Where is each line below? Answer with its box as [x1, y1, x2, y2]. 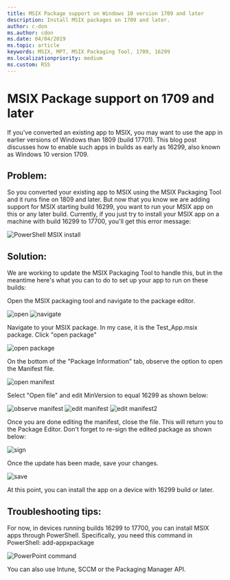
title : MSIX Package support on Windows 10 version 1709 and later [7, 10, 205, 17]
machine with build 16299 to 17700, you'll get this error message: [7, 217, 191, 225]
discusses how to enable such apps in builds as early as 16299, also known [7, 142, 221, 151]
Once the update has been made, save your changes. [7, 459, 159, 467]
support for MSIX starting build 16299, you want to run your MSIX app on [7, 203, 214, 211]
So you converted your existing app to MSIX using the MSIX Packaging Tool [7, 188, 222, 197]
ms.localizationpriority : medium [7, 55, 103, 62]
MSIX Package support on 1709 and [7, 91, 215, 107]
